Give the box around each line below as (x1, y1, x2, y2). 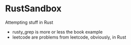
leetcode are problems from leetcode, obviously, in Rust (12, 34, 127, 40)
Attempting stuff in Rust (5, 19, 53, 25)
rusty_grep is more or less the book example (12, 29, 103, 35)
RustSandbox (5, 3, 62, 14)
